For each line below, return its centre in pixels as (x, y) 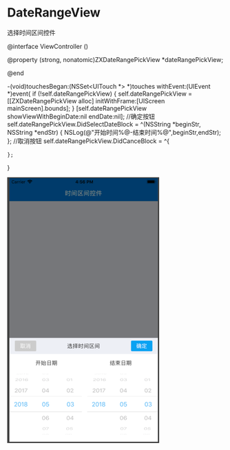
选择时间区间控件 (31, 32)
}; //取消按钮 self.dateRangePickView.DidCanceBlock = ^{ (88, 141)
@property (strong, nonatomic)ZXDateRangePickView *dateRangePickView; (115, 59)
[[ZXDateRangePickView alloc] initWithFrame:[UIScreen (86, 100)
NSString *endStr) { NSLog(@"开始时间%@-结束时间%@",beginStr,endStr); (114, 132)
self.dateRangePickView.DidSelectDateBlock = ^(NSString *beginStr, (104, 124)
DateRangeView (54, 13)
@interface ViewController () (48, 46)
